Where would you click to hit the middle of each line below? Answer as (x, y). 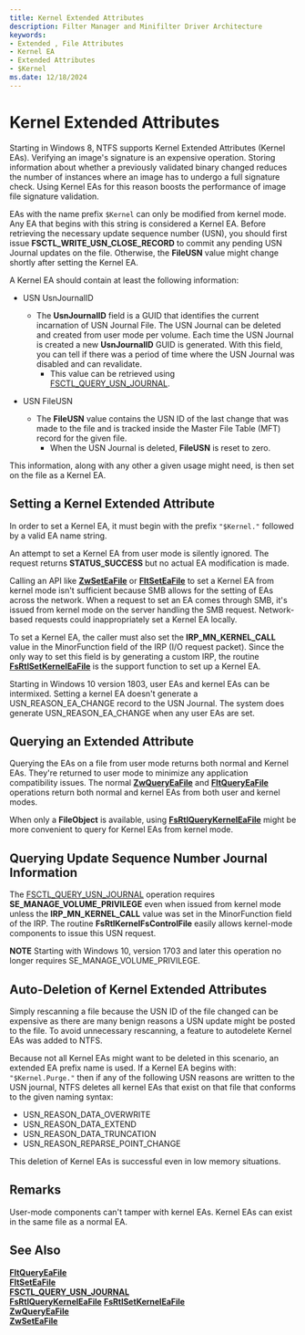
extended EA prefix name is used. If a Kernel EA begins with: (123, 1068)
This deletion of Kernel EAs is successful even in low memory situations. (145, 1161)
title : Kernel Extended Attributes (77, 18)
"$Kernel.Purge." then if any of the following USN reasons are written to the (152, 1077)
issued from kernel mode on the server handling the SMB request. (133, 610)
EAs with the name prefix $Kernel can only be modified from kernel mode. (148, 214)
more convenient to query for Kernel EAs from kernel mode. (122, 829)
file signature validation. (55, 196)
